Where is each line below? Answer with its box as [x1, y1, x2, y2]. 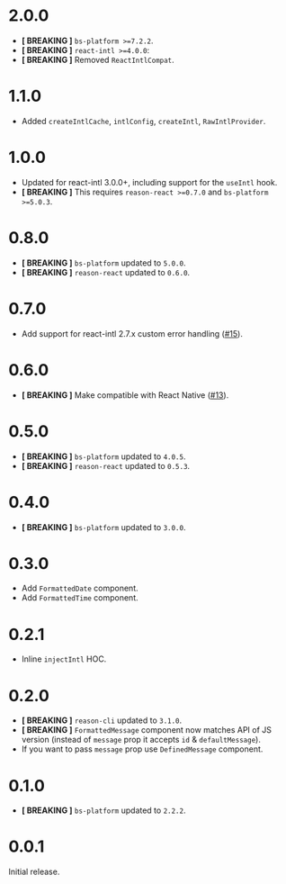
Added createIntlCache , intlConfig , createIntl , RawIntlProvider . [21, 115, 266, 126]
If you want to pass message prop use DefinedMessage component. [21, 744, 264, 754]
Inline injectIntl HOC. [21, 654, 107, 664]
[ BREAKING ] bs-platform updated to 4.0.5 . [21, 451, 186, 462]
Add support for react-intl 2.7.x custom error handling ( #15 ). [21, 328, 244, 338]
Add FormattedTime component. [21, 592, 139, 603]
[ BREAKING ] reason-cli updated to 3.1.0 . [21, 715, 183, 726]
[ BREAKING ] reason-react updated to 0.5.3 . [21, 460, 191, 471]
